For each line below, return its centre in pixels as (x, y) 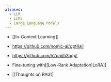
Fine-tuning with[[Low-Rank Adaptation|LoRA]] (59, 65)
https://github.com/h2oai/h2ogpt (45, 56)
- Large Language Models (34, 23)
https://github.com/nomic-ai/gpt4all (48, 46)
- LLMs (16, 18)
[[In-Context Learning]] (35, 37)
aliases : (14, 9)
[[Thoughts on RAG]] (33, 74)
